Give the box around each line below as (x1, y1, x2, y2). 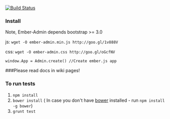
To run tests (5, 80, 36, 87)
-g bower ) (12, 102, 33, 109)
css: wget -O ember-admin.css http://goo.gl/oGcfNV (5, 49, 115, 55)
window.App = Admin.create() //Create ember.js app (5, 58, 117, 64)
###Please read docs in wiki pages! (5, 68, 80, 74)
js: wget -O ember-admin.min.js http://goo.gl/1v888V (5, 39, 118, 45)
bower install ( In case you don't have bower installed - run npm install (12, 97, 165, 103)
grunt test (12, 109, 36, 114)
